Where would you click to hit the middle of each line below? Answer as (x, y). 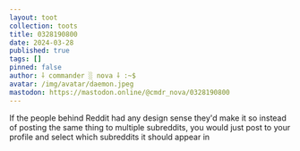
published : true (39, 51)
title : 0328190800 (43, 34)
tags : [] (26, 59)
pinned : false (36, 68)
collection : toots (43, 26)
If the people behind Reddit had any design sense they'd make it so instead (148, 118)
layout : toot (34, 17)
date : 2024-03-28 (42, 42)
